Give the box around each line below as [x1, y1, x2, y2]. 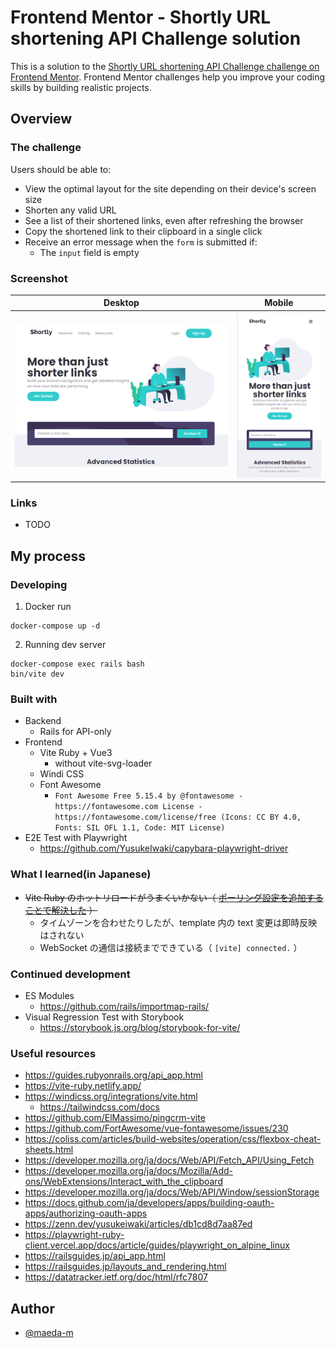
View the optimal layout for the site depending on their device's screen [24, 182, 317, 195]
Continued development [10, 967, 131, 981]
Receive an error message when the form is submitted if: [24, 236, 258, 248]
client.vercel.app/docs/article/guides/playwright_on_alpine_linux [24, 1239, 290, 1251]
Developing [10, 577, 68, 591]
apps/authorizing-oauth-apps [24, 1207, 148, 1220]
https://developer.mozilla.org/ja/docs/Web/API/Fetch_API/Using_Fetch [24, 1154, 315, 1166]
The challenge [10, 141, 82, 155]
